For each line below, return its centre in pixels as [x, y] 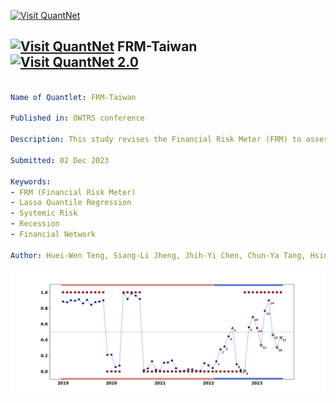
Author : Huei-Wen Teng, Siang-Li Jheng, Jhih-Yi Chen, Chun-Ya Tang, [158, 255]
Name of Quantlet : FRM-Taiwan [73, 97]
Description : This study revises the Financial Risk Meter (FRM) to [156, 140]
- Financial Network [53, 235]
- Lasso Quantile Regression [71, 203]
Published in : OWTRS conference [77, 118]
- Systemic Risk [44, 213]
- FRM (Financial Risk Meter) [73, 192]
